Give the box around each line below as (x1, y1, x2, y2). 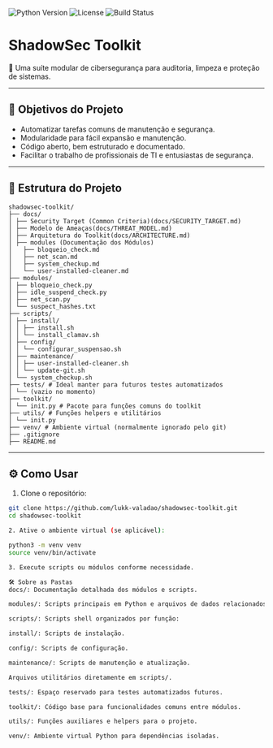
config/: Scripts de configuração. (8, 644, 129, 652)
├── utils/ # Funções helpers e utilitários (8, 409, 162, 417)
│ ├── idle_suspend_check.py (8, 288, 107, 296)
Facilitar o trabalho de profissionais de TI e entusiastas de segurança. (19, 150, 253, 160)
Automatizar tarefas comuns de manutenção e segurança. (19, 124, 215, 134)
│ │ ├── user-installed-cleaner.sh (8, 359, 129, 367)
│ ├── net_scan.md (8, 253, 79, 261)
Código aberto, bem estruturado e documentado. (19, 141, 185, 151)
